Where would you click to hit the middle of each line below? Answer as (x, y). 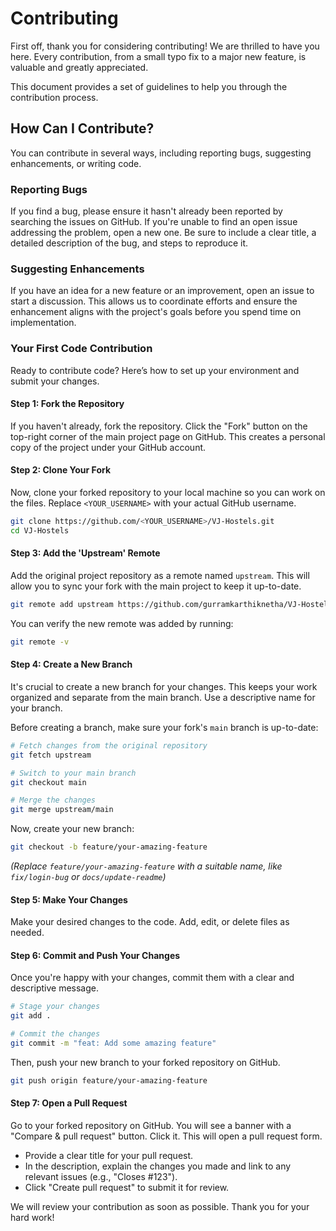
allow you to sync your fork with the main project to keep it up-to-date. (156, 586)
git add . (31, 1016)
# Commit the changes (55, 1034)
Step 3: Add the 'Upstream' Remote (85, 553)
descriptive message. (55, 988)
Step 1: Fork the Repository (67, 404)
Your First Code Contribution (81, 349)
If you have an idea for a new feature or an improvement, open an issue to (162, 291)
